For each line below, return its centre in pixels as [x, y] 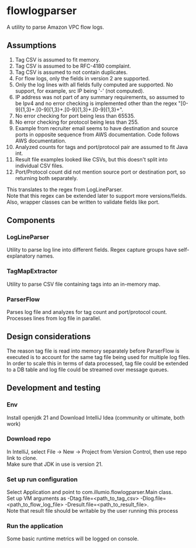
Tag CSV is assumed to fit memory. [58, 59]
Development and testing [54, 388]
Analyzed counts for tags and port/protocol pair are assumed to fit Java [102, 147]
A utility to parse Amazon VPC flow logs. [55, 27]
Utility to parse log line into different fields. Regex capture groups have [92, 250]
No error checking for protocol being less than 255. [77, 122]
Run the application [35, 526]
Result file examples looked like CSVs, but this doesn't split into [91, 159]
